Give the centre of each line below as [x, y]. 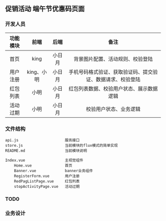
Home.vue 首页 [43, 165]
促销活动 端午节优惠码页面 [45, 9]
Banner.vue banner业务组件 [53, 171]
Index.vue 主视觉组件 [44, 160]
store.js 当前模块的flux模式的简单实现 [62, 145]
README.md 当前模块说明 [46, 151]
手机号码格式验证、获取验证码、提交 [111, 72]
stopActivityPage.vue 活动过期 [47, 186]
